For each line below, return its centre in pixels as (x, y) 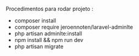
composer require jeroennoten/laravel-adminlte (74, 27)
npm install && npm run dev (49, 40)
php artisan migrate (39, 46)
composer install (35, 20)
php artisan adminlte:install (48, 33)
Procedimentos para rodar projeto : (49, 9)
